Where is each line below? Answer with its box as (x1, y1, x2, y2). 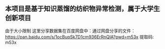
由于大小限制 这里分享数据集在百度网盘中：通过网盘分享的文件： (5, 27, 136, 33)
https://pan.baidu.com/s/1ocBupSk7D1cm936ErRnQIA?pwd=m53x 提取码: (5, 34, 154, 40)
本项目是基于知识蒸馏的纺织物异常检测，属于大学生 (5, 4, 160, 13)
